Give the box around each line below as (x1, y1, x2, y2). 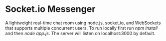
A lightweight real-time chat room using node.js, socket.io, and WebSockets (5, 20, 161, 26)
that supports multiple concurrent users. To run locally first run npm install (5, 25, 158, 31)
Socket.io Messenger (5, 3, 96, 15)
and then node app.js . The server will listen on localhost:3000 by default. (5, 30, 156, 36)
